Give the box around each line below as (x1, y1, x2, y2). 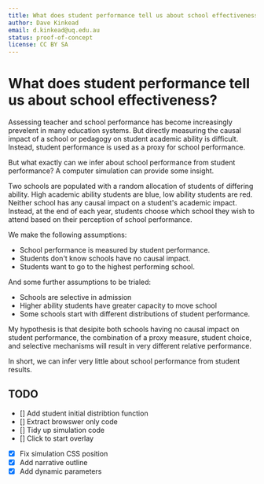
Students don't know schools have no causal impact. (19, 253, 191, 264)
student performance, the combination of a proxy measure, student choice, (8, 333, 252, 342)
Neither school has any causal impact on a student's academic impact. (8, 198, 237, 208)
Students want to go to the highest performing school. (19, 262, 195, 272)
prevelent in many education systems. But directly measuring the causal (8, 126, 242, 135)
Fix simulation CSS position (19, 449, 108, 458)
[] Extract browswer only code (19, 416, 118, 426)
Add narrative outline (19, 457, 88, 467)
